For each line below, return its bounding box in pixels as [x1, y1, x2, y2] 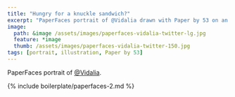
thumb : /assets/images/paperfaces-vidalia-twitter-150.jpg [13, 43, 191, 50]
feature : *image [13, 36, 61, 43]
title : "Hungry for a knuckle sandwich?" [7, 10, 131, 17]
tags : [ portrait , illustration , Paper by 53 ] [7, 50, 143, 57]
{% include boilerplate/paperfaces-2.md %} [7, 82, 135, 90]
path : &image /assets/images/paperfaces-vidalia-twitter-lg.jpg [13, 29, 206, 37]
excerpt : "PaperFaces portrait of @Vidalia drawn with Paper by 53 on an [7, 17, 229, 24]
